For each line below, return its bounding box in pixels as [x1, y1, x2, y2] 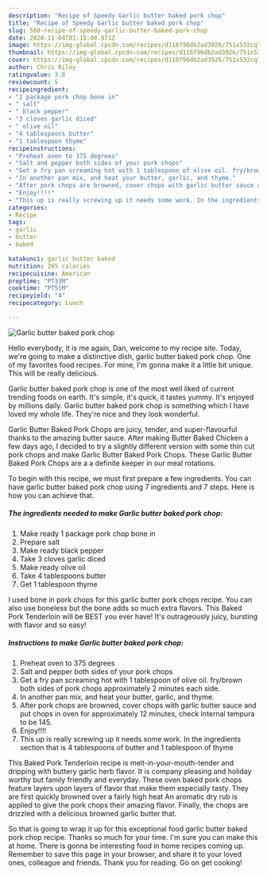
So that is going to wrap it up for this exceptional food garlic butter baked [8, 823, 248, 834]
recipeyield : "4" [8, 291, 66, 300]
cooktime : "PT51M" [8, 284, 69, 292]
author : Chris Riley [8, 64, 77, 71]
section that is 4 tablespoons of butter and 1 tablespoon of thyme [19, 742, 234, 752]
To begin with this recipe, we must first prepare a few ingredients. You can [8, 473, 252, 483]
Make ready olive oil [19, 562, 86, 572]
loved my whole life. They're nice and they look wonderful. [8, 409, 200, 418]
